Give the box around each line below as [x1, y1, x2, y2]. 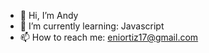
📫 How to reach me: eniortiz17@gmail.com [19, 31, 199, 43]
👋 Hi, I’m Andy [19, 10, 79, 21]
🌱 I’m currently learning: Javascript [19, 20, 165, 32]
